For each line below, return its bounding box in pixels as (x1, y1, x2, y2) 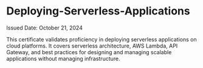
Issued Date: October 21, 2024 (6, 24, 83, 31)
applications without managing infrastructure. (6, 55, 120, 62)
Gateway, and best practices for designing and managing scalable (6, 48, 172, 55)
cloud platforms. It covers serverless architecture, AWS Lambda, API (6, 42, 178, 49)
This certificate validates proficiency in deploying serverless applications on (6, 36, 197, 43)
